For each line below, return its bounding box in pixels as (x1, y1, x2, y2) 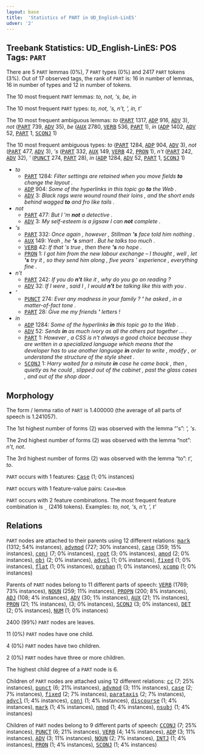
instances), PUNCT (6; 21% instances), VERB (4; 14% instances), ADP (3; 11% (6, 728, 196, 735)
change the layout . (24, 179, 73, 186)
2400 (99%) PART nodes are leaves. (6, 618, 95, 626)
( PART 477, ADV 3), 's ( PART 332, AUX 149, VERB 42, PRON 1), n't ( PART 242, (6, 148, 193, 155)
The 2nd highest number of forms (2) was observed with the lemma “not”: (6, 437, 191, 444)
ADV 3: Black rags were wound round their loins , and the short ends (24, 192, 195, 199)
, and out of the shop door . (24, 373, 93, 380)
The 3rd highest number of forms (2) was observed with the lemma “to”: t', (6, 455, 193, 462)
